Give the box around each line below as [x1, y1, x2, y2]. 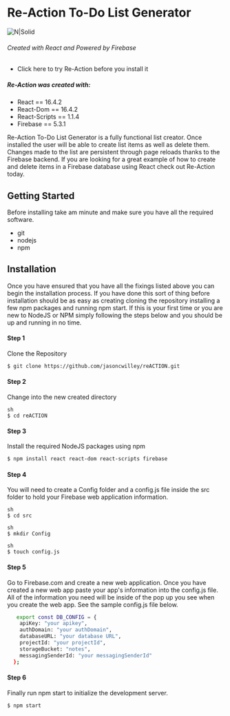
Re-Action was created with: [7, 81, 91, 89]
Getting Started [7, 190, 75, 201]
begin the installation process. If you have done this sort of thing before [7, 289, 210, 297]
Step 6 [7, 673, 26, 682]
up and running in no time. [7, 318, 82, 327]
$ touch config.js [7, 549, 60, 555]
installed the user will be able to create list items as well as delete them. [7, 141, 210, 149]
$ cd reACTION [7, 412, 48, 420]
